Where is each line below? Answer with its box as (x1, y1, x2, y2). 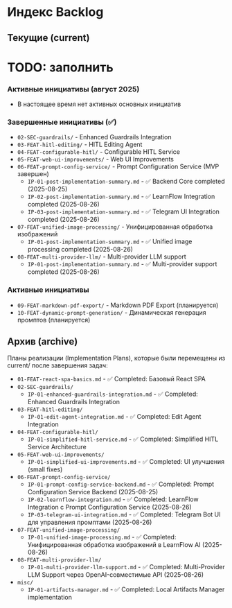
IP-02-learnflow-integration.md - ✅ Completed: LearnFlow (27, 495, 199, 503)
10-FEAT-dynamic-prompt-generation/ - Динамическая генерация (17, 308, 206, 316)
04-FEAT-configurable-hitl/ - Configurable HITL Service (17, 148, 180, 156)
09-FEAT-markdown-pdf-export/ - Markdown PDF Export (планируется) (17, 301, 219, 309)
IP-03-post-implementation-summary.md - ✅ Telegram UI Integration (27, 207, 220, 216)
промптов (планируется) (17, 315, 91, 324)
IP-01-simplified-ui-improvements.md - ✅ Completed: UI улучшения (27, 458, 225, 466)
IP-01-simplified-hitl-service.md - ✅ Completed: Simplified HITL (27, 435, 219, 444)
